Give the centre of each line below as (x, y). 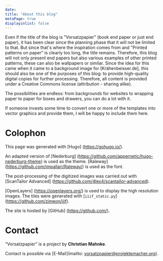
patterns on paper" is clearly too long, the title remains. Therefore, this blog (81, 53)
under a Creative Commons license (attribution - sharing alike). (69, 84)
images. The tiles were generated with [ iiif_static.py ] (61, 196)
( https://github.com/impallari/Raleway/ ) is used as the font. (64, 166)
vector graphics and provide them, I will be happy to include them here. (77, 114)
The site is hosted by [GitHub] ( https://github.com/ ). (58, 211)
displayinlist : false (27, 23)
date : (11, 10)
